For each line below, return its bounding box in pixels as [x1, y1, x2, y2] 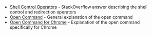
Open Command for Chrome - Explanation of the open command [9, 19, 140, 25]
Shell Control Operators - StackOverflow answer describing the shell [9, 4, 148, 10]
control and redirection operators [9, 9, 76, 15]
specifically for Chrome [9, 24, 57, 30]
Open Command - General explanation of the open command [9, 14, 133, 20]
